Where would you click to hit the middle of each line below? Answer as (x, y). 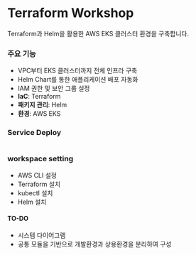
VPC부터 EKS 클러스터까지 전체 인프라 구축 (77, 71)
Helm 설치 (32, 202)
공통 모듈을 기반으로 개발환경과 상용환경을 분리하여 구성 (94, 244)
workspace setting (40, 159)
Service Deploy (34, 133)
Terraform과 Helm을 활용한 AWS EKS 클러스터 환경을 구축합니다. (98, 33)
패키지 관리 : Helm (42, 105)
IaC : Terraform (39, 97)
